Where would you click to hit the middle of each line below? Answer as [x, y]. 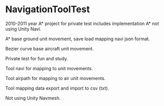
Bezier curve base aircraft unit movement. [49, 48]
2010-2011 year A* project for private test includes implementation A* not [82, 23]
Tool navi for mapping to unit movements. [49, 68]
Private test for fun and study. [37, 58]
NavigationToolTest [48, 9]
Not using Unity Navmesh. [33, 98]
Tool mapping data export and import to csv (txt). [57, 88]
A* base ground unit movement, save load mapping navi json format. [78, 39]
